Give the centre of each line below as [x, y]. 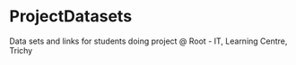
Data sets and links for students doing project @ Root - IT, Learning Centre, [148, 41]
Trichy [21, 50]
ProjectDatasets [71, 16]
